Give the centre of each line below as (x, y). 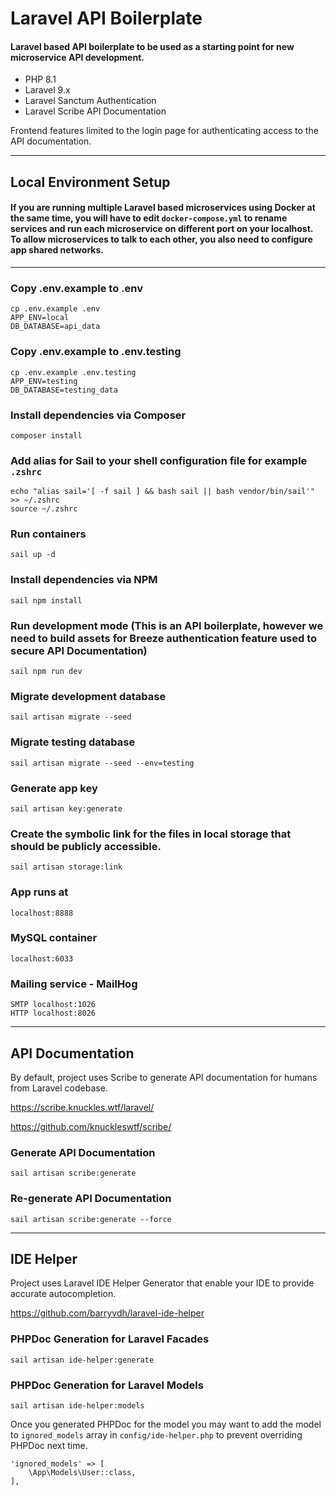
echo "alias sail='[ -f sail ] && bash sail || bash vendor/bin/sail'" (162, 492)
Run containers (48, 534)
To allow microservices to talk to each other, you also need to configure (161, 239)
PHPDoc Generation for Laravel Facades (110, 1339)
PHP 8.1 (40, 79)
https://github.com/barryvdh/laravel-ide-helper (107, 1313)
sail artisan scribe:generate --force (91, 1219)
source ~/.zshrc (44, 509)
